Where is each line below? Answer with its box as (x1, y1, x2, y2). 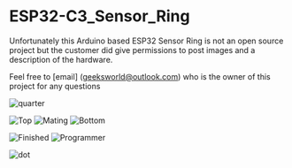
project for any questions (9, 80, 101, 91)
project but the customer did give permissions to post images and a (9, 44, 256, 55)
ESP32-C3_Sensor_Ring (9, 6, 190, 27)
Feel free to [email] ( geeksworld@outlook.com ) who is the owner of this (9, 71, 272, 81)
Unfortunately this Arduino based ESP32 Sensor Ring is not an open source (9, 35, 284, 46)
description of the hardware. (9, 54, 113, 65)
